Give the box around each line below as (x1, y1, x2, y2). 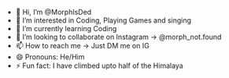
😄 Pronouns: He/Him (15, 52, 85, 62)
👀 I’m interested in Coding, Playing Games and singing (15, 16, 191, 25)
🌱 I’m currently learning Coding (15, 24, 117, 33)
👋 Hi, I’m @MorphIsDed (15, 8, 92, 16)
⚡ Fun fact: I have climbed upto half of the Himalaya (15, 61, 183, 70)
